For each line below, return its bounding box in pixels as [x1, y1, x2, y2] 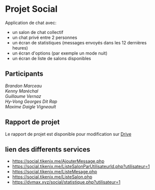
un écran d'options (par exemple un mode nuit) [12, 50, 108, 56]
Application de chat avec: [5, 20, 56, 26]
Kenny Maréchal [5, 88, 38, 94]
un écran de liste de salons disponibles [12, 55, 91, 61]
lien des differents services [5, 145, 91, 154]
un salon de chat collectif [12, 29, 64, 35]
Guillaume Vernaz [5, 93, 42, 99]
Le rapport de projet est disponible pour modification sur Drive [5, 131, 131, 137]
